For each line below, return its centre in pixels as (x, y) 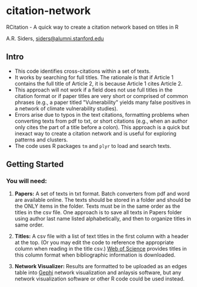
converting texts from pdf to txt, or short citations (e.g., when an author (101, 121)
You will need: (26, 181)
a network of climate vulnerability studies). (66, 108)
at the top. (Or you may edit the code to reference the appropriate (94, 242)
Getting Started (35, 165)
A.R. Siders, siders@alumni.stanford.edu (55, 38)
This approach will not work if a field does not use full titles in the (94, 90)
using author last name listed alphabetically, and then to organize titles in (103, 219)
